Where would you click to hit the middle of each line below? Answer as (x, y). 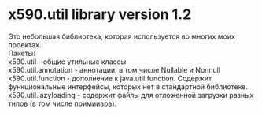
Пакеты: (22, 53)
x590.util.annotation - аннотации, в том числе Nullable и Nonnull (114, 69)
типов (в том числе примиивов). (63, 103)
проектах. (25, 44)
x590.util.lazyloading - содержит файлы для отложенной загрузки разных (131, 95)
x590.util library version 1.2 (100, 15)
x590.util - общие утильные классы (67, 62)
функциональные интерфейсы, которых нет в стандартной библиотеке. (128, 86)
